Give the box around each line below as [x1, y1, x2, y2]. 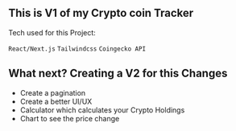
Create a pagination [19, 88, 86, 97]
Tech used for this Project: [8, 27, 97, 37]
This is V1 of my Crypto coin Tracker [8, 6, 194, 20]
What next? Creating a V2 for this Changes [8, 67, 228, 80]
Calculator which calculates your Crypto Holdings [19, 104, 185, 115]
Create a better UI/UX [19, 96, 93, 106]
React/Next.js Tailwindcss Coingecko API [8, 44, 147, 53]
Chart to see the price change [19, 113, 120, 123]
